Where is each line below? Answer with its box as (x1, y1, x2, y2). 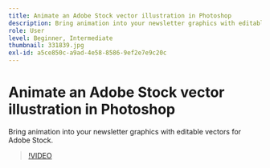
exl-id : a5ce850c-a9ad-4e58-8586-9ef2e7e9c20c (8, 49, 167, 57)
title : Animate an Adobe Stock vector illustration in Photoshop (8, 11, 231, 20)
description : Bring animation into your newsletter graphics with (8, 19, 235, 27)
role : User (8, 26, 45, 34)
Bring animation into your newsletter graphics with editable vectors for (8, 126, 242, 136)
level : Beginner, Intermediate (8, 34, 113, 42)
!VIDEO (27, 150, 52, 160)
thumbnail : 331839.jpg (8, 42, 84, 50)
